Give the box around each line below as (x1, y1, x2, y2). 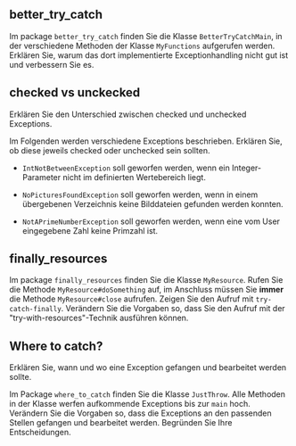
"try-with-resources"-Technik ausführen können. (9, 312, 189, 324)
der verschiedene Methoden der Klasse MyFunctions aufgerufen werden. (9, 40, 275, 51)
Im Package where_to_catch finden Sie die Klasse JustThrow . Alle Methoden (9, 389, 286, 400)
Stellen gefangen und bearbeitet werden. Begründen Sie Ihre (9, 417, 233, 428)
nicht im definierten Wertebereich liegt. (62, 171, 207, 182)
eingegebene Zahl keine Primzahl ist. (21, 225, 159, 235)
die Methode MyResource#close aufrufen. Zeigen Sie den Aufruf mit (9, 293, 254, 304)
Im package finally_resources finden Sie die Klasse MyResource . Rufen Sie (9, 275, 284, 285)
